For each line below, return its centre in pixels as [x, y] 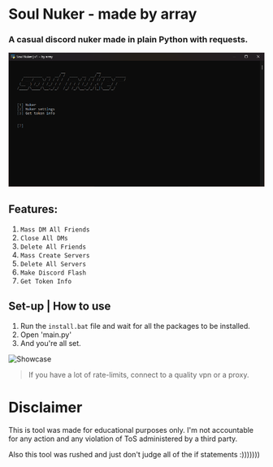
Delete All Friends [53, 247]
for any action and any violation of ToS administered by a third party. [123, 439]
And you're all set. [50, 343]
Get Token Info [46, 281]
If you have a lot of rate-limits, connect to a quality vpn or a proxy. [139, 374]
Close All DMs [44, 238]
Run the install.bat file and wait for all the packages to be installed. [135, 326]
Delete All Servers [53, 264]
